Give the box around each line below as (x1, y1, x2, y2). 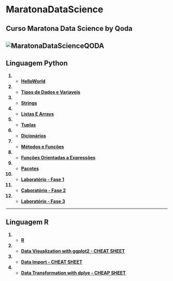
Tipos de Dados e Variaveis (21, 89, 81, 95)
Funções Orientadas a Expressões (21, 154, 95, 160)
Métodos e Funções (21, 143, 64, 149)
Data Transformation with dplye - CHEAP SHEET (21, 270, 126, 276)
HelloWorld (21, 78, 46, 84)
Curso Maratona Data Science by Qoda (6, 24, 133, 33)
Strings (21, 100, 37, 106)
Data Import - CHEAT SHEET (21, 258, 83, 265)
